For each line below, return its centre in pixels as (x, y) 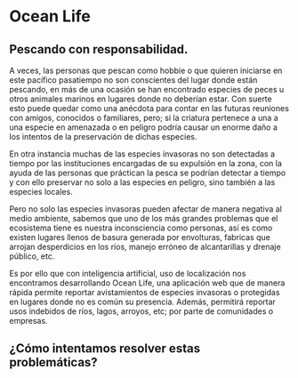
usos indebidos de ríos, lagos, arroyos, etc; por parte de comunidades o (141, 311)
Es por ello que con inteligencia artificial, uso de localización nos (128, 273)
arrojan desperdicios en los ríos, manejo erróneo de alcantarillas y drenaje (145, 247)
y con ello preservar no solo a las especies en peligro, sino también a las (142, 182)
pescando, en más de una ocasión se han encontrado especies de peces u (147, 89)
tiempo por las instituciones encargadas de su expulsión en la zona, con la (145, 163)
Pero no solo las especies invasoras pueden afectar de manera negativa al (146, 209)
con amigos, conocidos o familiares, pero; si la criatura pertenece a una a (144, 118)
